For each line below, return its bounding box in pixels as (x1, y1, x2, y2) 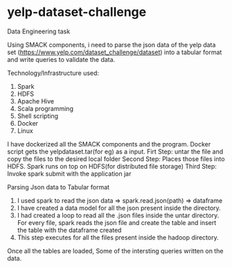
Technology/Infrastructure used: (7, 69, 99, 77)
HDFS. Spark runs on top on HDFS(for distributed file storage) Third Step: (7, 162, 217, 170)
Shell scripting (17, 112, 59, 120)
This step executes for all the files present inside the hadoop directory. (17, 233, 220, 242)
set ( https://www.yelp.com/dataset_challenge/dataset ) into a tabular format (7, 48, 222, 56)
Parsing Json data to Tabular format (7, 183, 109, 191)
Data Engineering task (7, 27, 71, 35)
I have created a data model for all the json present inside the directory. (17, 203, 222, 212)
